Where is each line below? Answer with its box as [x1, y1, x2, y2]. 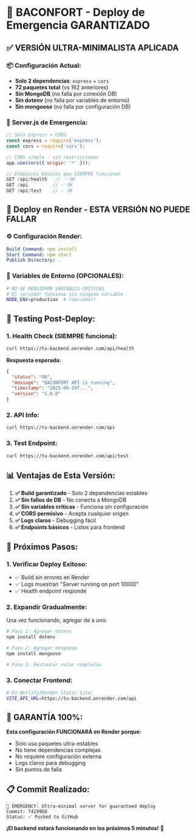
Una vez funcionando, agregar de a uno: [6, 616, 107, 624]
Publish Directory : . [6, 257, 61, 264]
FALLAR [6, 214, 37, 224]
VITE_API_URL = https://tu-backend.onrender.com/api [6, 695, 137, 701]
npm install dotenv [6, 634, 56, 640]
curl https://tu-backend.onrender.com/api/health [6, 346, 135, 352]
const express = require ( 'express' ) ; [6, 138, 102, 144]
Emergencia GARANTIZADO [6, 18, 150, 32]
